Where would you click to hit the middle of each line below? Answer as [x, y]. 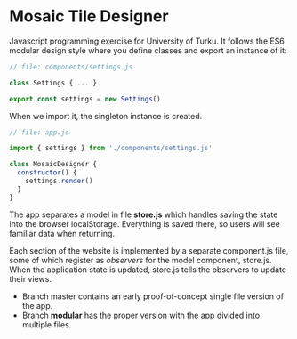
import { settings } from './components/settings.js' [111, 149]
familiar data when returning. [62, 233]
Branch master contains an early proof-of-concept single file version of [153, 296]
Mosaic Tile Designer [89, 16]
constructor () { [47, 173]
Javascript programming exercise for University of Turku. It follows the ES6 [147, 41]
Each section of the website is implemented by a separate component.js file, [149, 250]
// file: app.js [39, 132]
